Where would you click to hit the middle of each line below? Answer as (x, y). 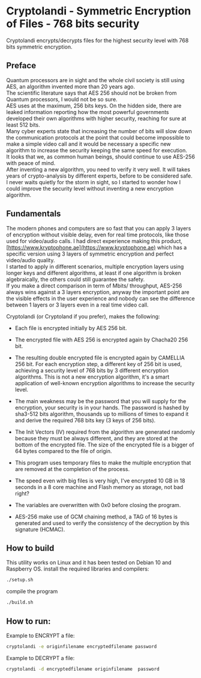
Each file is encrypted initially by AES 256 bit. (71, 328)
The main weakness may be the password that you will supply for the (100, 401)
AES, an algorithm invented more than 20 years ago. (71, 86)
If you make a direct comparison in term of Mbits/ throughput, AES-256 (94, 286)
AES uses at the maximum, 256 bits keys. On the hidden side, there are (94, 106)
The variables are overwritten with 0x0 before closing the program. (98, 505)
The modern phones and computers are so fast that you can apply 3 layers (99, 228)
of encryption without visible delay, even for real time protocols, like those (97, 235)
